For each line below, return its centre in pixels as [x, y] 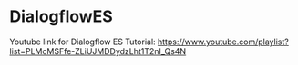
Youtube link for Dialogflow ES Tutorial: [83, 42]
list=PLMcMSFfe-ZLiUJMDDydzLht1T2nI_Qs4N [98, 51]
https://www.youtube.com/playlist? [223, 42]
